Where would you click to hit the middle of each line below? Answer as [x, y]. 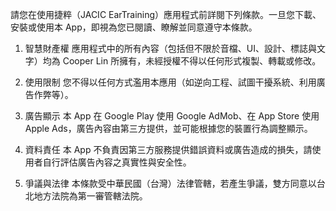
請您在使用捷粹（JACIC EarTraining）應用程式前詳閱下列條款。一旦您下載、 [166, 14]
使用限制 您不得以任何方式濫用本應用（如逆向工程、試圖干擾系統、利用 [170, 82]
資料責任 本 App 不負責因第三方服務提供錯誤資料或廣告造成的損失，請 [168, 149]
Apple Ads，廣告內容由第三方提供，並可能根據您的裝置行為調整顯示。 [168, 128]
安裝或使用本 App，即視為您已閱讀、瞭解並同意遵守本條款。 [134, 27]
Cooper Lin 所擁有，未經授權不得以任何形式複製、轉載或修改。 [192, 61]
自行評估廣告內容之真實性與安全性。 [117, 162]
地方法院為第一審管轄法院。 [90, 196]
